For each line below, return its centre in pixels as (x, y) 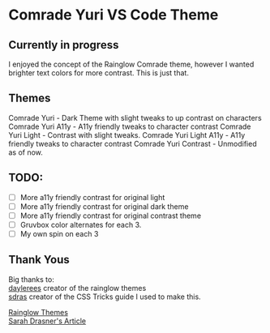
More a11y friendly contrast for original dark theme (104, 206)
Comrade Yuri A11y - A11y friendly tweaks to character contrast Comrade (130, 126)
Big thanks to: (31, 279)
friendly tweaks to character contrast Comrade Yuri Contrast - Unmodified (133, 143)
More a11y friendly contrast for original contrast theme (110, 216)
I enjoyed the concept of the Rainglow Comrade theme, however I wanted (131, 64)
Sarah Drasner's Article (47, 321)
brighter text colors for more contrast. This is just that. (99, 73)
